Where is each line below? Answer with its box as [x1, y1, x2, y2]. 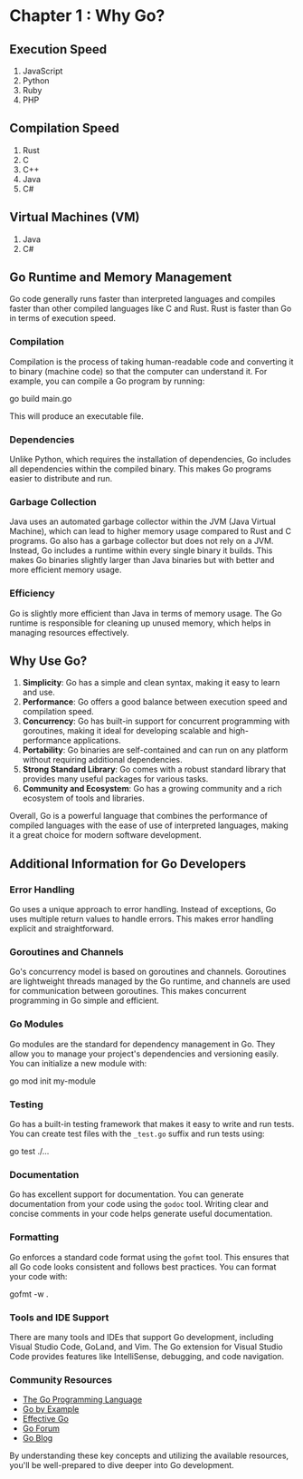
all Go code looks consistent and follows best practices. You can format [9, 1261, 277, 1272]
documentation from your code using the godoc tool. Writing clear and [9, 1199, 269, 1210]
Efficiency [9, 587, 56, 599]
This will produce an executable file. [9, 410, 144, 422]
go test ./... [9, 1146, 50, 1157]
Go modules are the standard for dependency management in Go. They [9, 1038, 276, 1049]
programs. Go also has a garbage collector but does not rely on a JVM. [9, 536, 274, 547]
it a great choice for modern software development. [9, 830, 202, 841]
